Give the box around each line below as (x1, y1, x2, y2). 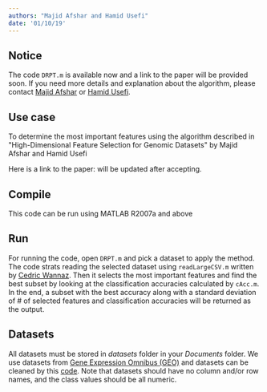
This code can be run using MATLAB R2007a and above (8, 208, 193, 218)
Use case (8, 110, 56, 124)
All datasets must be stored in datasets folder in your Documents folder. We (8, 349, 259, 358)
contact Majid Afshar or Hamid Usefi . (8, 87, 131, 97)
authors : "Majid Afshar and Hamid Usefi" (8, 11, 149, 20)
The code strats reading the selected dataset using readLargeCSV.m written (8, 261, 254, 271)
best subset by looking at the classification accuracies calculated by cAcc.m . (8, 278, 260, 289)
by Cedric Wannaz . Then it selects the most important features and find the (8, 270, 257, 280)
